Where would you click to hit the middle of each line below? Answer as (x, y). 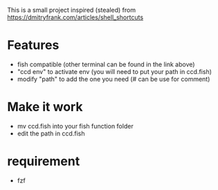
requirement (44, 161)
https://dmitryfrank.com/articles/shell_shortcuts (75, 17)
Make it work (45, 107)
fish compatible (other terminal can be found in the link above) (106, 64)
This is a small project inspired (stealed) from (72, 10)
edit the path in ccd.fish (51, 133)
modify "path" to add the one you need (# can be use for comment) (113, 79)
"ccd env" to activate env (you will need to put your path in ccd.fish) (115, 71)
